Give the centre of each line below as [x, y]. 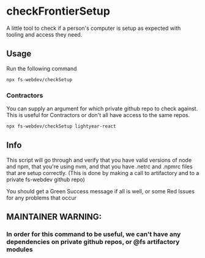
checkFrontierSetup [58, 11]
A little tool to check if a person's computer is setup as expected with [94, 28]
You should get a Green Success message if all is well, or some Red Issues [100, 191]
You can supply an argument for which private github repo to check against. [102, 109]
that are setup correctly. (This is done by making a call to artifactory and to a [103, 173]
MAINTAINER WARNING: [54, 217]
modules [20, 249]
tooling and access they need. [44, 34]
